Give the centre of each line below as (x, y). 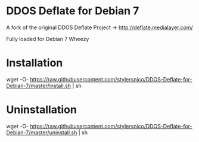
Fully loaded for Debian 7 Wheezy (48, 39)
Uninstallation (42, 110)
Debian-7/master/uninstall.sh (42, 132)
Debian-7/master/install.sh (39, 86)
